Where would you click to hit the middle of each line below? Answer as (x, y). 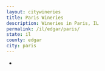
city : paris (21, 46)
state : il (19, 35)
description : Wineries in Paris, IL (52, 23)
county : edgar (24, 40)
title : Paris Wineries (35, 18)
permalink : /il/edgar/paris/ (43, 29)
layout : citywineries (34, 12)
